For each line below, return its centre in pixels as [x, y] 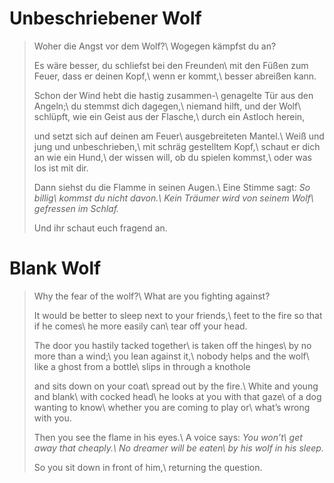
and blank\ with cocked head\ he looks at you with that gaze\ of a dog [177, 396]
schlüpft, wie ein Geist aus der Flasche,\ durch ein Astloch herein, [169, 116]
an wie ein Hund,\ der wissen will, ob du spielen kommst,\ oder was [172, 157]
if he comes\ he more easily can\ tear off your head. [140, 326]
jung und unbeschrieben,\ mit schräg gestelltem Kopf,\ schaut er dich [177, 146]
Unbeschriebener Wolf [105, 18]
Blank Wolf [55, 268]
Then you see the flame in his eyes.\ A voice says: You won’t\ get [168, 437]
